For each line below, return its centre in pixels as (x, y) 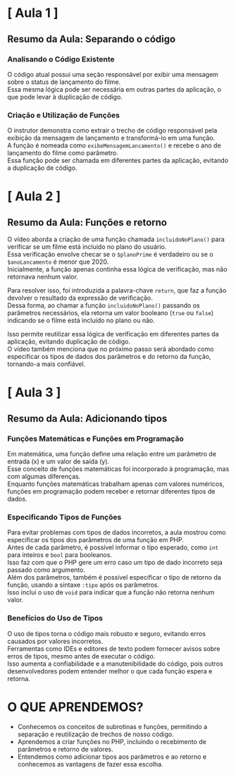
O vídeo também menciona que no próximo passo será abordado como (111, 349)
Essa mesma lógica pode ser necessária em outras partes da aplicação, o (114, 89)
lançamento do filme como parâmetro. (63, 153)
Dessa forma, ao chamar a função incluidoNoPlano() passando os (104, 305)
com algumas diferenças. (44, 477)
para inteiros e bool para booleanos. (60, 555)
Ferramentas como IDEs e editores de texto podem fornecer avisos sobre (114, 648)
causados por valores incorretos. (55, 641)
